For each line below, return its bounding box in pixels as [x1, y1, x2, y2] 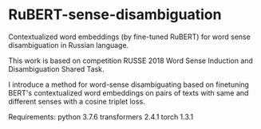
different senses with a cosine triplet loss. [8, 96, 145, 106]
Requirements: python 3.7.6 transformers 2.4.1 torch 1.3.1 [8, 111, 194, 121]
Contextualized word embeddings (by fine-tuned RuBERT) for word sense [8, 32, 251, 41]
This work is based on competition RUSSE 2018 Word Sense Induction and [8, 56, 254, 65]
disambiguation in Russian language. [8, 40, 129, 49]
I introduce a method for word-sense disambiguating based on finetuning [8, 80, 250, 89]
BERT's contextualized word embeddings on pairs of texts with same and [8, 88, 249, 97]
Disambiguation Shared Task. [8, 64, 105, 73]
